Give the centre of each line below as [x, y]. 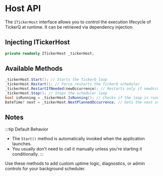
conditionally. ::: [28, 154]
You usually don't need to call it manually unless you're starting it [77, 149]
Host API [23, 8]
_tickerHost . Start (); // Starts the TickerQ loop [56, 80]
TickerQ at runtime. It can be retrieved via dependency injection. [69, 27]
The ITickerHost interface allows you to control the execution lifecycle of [78, 22]
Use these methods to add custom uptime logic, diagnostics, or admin [75, 163]
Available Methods [34, 69]
